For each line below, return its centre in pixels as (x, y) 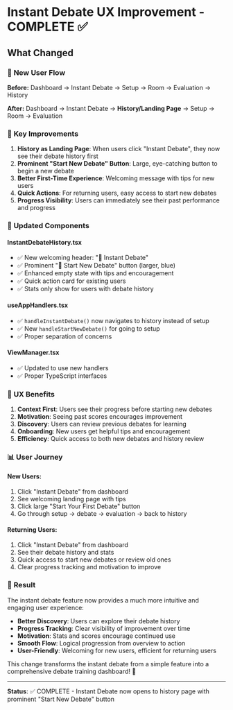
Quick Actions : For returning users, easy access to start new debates (117, 193)
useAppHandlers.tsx (37, 305)
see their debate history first (58, 156)
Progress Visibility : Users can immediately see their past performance (119, 200)
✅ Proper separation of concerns (64, 336)
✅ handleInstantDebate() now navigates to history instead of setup (113, 320)
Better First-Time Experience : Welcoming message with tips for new (116, 178)
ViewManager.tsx (33, 353)
